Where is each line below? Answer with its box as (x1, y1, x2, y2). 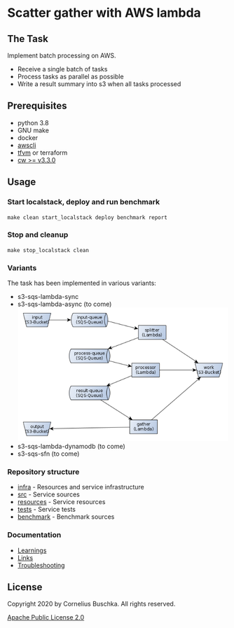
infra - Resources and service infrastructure (17, 483, 145, 491)
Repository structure (7, 467, 80, 477)
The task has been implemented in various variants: (7, 279, 156, 288)
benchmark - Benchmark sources (17, 512, 115, 521)
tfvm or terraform (17, 148, 68, 157)
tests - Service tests (17, 505, 76, 514)
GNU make (17, 126, 49, 134)
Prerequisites (7, 100, 67, 112)
